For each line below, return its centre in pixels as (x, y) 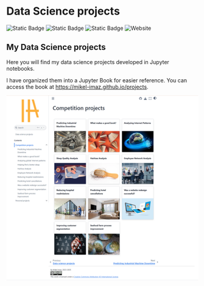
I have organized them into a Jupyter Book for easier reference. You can (97, 80)
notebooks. (20, 68)
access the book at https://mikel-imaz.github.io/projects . (77, 87)
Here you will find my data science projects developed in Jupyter (88, 62)
